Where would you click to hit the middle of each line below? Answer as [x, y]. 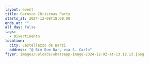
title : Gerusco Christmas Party [38, 14]
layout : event [19, 9]
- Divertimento [25, 37]
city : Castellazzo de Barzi [38, 45]
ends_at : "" [17, 23]
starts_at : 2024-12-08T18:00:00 [38, 18]
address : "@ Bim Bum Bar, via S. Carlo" [51, 50]
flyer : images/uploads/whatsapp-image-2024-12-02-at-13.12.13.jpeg [75, 54]
